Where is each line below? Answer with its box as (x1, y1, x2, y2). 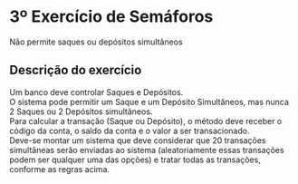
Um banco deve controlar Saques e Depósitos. (9, 86, 184, 97)
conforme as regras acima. (9, 163, 111, 174)
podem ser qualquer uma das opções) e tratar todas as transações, (9, 154, 261, 165)
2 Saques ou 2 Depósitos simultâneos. (9, 106, 153, 117)
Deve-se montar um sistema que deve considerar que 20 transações (9, 134, 266, 146)
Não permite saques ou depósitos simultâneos (9, 36, 183, 47)
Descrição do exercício (9, 63, 142, 78)
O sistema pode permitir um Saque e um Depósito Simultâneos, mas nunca (9, 96, 290, 107)
